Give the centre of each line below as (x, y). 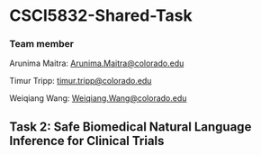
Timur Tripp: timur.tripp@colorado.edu (81, 81)
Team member (42, 44)
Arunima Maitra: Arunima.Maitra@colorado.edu (97, 63)
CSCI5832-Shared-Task (101, 16)
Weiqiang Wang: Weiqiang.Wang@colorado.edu (98, 98)
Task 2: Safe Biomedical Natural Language (130, 127)
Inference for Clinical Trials (87, 141)
